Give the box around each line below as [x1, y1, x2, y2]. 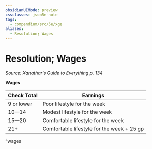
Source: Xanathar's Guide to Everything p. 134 [5, 70, 103, 76]
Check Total [8, 92, 38, 99]
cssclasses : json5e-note [5, 12, 58, 17]
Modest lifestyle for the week [42, 108, 112, 115]
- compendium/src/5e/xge [10, 21, 63, 27]
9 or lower [8, 100, 32, 107]
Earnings [82, 92, 105, 99]
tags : [5, 17, 17, 22]
